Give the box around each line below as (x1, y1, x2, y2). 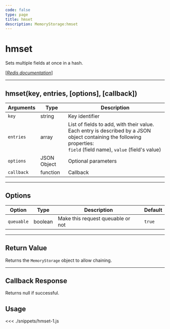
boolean (33, 218, 53, 225)
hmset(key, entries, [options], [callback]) (5, 89, 138, 98)
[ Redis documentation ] (5, 70, 53, 76)
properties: (68, 140, 95, 147)
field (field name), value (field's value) (68, 146, 161, 153)
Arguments (8, 104, 35, 111)
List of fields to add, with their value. (68, 121, 154, 128)
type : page (5, 12, 28, 17)
